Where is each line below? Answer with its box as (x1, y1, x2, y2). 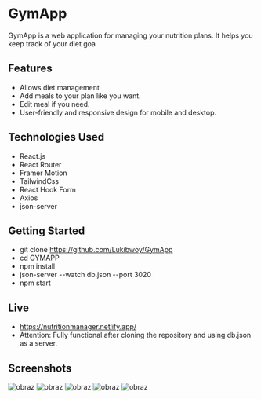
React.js (19, 151, 46, 161)
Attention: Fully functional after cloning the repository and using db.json (19, 331, 252, 340)
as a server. (19, 339, 58, 348)
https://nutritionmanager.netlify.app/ (19, 322, 137, 331)
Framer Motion (19, 168, 68, 178)
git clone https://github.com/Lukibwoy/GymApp (19, 245, 173, 254)
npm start (19, 278, 51, 287)
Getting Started (8, 224, 85, 237)
